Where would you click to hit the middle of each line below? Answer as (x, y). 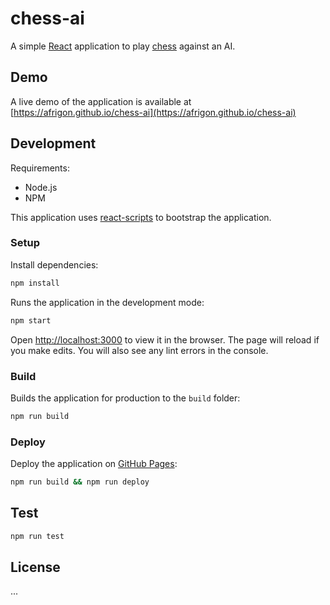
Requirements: (40, 168)
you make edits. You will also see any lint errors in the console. (139, 350)
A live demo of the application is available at (101, 101)
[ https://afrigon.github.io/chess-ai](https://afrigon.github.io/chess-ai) (153, 112)
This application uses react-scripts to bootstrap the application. (141, 217)
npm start (31, 320)
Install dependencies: (54, 264)
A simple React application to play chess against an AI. (123, 46)
